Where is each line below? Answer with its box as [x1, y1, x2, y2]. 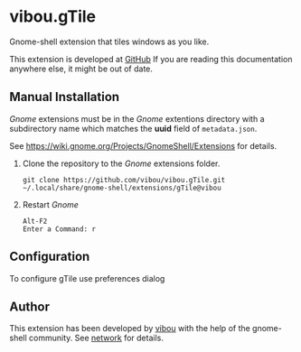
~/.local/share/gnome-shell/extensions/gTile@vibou [22, 183, 221, 192]
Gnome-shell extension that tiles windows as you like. [9, 36, 210, 47]
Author [9, 299, 50, 314]
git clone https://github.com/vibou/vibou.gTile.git [22, 175, 226, 184]
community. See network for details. [28, 332, 165, 344]
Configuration [9, 249, 90, 264]
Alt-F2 [22, 217, 48, 226]
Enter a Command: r [22, 224, 97, 234]
